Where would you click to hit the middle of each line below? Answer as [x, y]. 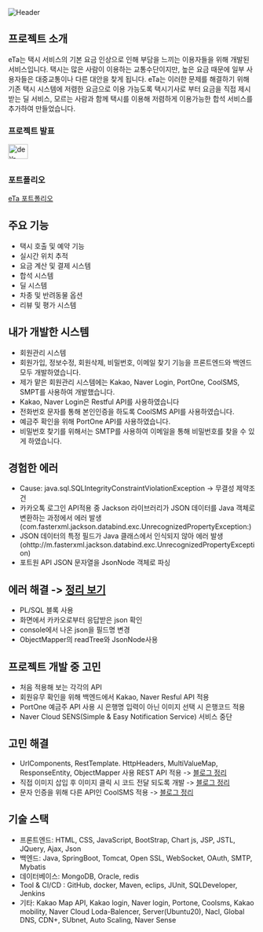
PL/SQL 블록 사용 [46, 610]
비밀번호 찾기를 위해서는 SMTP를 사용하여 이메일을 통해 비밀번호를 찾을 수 [133, 431]
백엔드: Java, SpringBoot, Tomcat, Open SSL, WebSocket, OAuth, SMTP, [136, 858]
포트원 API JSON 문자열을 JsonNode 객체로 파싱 [95, 563]
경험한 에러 [33, 468]
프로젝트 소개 [38, 39]
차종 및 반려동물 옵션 [51, 295]
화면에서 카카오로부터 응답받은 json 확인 [81, 620]
